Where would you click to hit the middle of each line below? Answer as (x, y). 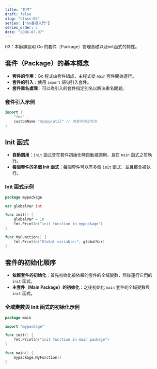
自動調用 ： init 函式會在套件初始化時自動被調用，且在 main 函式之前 (80, 155)
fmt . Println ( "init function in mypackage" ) (58, 224)
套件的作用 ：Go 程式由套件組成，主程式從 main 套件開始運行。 (74, 76)
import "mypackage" (25, 326)
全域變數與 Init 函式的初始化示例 (42, 307)
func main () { (19, 353)
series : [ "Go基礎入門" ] (27, 23)
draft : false (18, 14)
